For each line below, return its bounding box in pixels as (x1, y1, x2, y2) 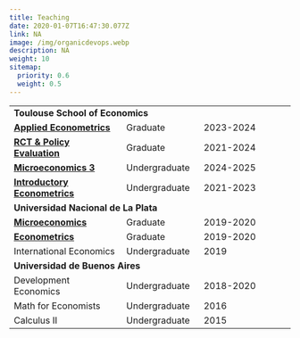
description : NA (9, 46, 70, 55)
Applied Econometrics (13, 121, 111, 134)
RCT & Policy (13, 136, 70, 148)
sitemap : (9, 63, 42, 72)
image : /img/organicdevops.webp (9, 37, 129, 47)
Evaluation (13, 146, 60, 159)
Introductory (13, 176, 69, 188)
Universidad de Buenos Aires (13, 260, 141, 272)
